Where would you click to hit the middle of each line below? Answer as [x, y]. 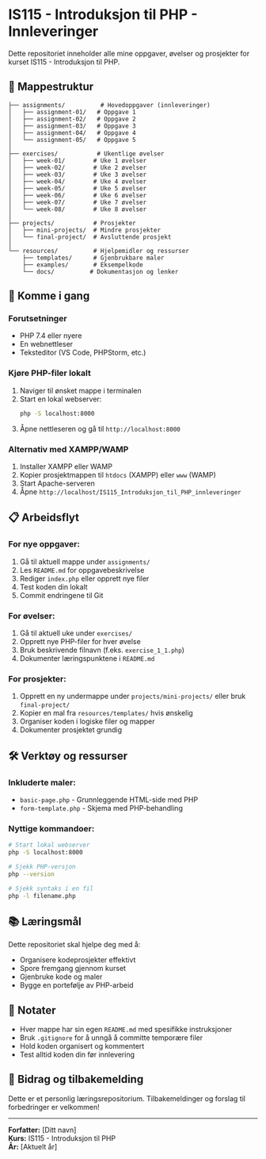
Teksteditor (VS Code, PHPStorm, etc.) [83, 353]
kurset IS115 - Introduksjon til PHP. [64, 62]
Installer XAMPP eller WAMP [66, 466]
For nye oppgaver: [44, 544]
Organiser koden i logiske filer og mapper [87, 721]
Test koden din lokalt [54, 587]
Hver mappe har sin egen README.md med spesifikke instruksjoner [125, 1030]
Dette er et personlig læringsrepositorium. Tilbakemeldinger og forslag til [127, 1098]
